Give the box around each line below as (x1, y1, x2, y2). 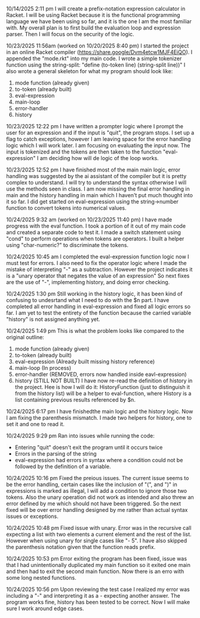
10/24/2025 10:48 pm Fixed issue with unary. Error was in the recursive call (6, 524, 192, 531)
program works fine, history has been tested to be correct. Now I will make (6, 599, 190, 605)
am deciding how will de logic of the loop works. (39, 155, 159, 161)
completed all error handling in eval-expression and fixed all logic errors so (6, 303, 191, 310)
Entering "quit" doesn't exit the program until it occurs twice (14, 444, 163, 451)
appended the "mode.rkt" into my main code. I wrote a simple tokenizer (6, 55, 182, 62)
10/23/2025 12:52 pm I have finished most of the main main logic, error (6, 166, 181, 173)
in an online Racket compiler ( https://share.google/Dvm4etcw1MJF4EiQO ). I (6, 49, 193, 56)
